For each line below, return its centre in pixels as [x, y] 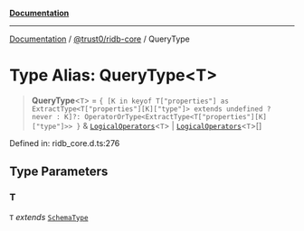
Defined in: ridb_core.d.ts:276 [65, 143]
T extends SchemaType [49, 217]
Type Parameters [59, 172]
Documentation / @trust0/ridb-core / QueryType [100, 39]
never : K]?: [56, 116]
